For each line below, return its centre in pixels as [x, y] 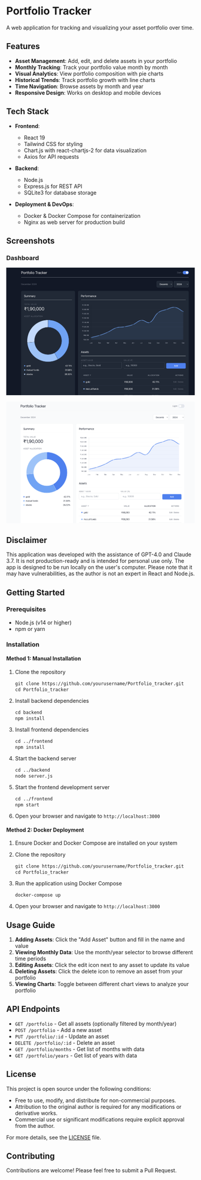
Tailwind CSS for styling [53, 144]
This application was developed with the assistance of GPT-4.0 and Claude [99, 554]
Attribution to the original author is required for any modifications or [98, 1106]
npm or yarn [30, 629]
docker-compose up [38, 895]
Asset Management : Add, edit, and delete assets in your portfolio [96, 60]
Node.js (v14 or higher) [43, 622]
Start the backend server [45, 758]
